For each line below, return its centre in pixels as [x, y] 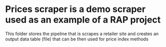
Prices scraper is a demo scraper [75, 9]
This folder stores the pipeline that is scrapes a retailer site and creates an [82, 33]
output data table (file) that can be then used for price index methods [77, 39]
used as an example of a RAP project [83, 20]
